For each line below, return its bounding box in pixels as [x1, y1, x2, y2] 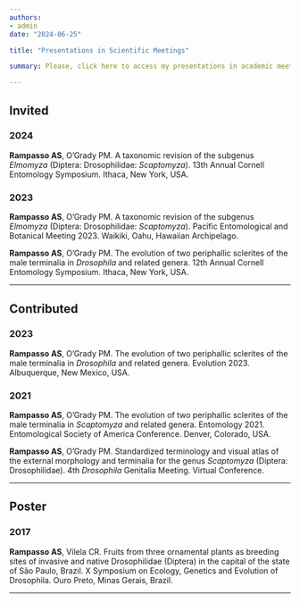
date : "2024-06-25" [9, 29, 82, 38]
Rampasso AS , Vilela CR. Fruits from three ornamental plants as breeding [9, 546, 279, 557]
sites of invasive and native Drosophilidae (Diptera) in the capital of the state [9, 556, 290, 566]
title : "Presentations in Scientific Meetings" [9, 46, 190, 54]
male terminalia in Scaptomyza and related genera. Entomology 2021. [9, 419, 265, 430]
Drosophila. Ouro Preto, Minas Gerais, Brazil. [9, 574, 173, 585]
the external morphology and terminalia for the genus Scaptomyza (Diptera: [9, 456, 288, 466]
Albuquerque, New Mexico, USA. [9, 367, 130, 378]
